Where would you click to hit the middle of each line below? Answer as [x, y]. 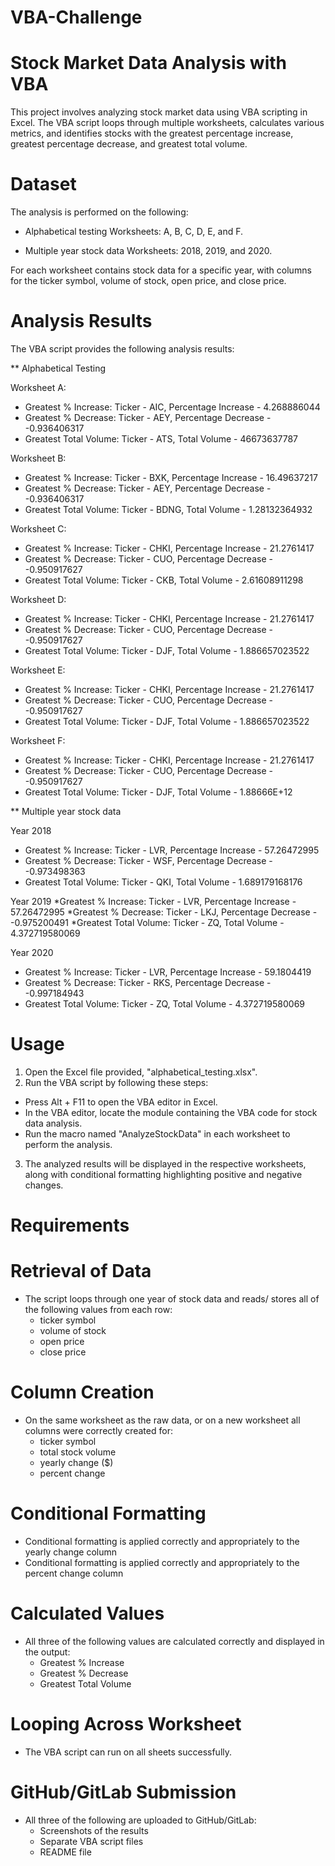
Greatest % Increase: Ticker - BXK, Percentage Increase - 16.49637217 [171, 477]
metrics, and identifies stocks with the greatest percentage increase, [152, 133]
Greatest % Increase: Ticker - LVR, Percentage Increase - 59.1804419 [168, 972]
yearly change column [70, 1552]
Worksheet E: [38, 670]
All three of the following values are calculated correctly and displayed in [174, 1641]
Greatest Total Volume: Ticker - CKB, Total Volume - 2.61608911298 [164, 580]
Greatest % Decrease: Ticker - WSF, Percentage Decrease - [148, 860]
